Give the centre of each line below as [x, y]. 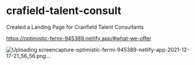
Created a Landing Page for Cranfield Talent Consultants [75, 27]
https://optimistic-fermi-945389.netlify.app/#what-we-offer [79, 38]
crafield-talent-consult [64, 11]
